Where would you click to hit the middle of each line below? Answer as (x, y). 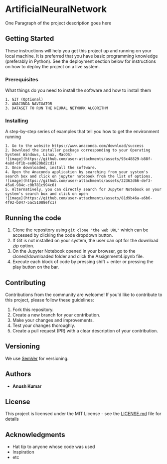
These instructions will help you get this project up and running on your (78, 50)
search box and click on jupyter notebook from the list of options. (79, 176)
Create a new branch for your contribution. (56, 314)
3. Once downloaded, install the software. (51, 168)
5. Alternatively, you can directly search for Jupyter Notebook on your (83, 190)
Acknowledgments (35, 435)
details (12, 419)
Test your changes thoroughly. (44, 325)
